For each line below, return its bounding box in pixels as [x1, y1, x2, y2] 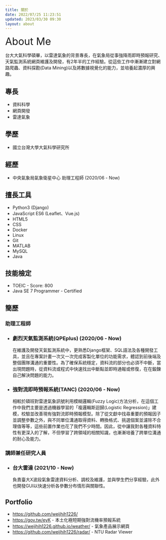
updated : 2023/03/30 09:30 [5, 17, 61, 22]
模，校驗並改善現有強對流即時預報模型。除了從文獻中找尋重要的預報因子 [12, 411, 161, 417]
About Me [5, 35, 51, 48]
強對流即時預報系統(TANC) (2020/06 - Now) [12, 386, 121, 393]
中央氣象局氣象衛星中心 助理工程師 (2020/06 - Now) [12, 174, 120, 181]
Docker [12, 227, 28, 233]
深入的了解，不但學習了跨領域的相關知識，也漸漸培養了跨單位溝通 [25, 430, 161, 436]
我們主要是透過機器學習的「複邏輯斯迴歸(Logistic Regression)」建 [21, 405, 157, 411]
